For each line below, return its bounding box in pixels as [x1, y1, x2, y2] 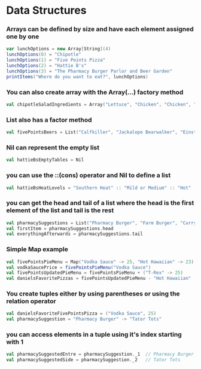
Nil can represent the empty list [6, 144, 100, 151]
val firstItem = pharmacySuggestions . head [6, 225, 114, 231]
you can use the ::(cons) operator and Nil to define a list [6, 171, 171, 179]
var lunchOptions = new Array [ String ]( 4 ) [6, 46, 111, 52]
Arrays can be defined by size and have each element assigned [6, 25, 194, 33]
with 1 [6, 338, 24, 346]
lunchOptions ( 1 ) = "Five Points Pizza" [6, 57, 106, 63]
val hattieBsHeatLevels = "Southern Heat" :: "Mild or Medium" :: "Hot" [6, 185, 191, 191]
